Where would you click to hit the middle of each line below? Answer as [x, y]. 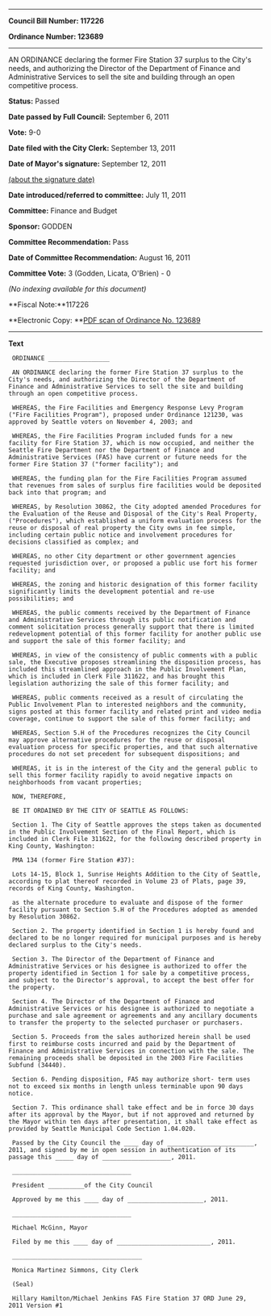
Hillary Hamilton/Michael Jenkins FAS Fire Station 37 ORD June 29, [129, 1298]
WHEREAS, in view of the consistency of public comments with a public [135, 655]
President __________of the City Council [82, 1185]
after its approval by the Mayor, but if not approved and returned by [131, 1115]
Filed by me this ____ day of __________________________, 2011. [124, 1242]
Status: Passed [34, 101]
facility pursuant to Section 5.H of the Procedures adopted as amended [133, 910]
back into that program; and [57, 493]
